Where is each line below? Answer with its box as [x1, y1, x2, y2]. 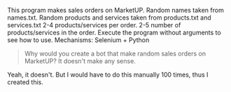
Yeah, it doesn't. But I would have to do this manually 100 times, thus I [7, 70, 209, 79]
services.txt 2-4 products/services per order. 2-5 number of [7, 21, 181, 29]
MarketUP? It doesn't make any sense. [24, 57, 136, 65]
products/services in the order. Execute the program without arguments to [7, 28, 222, 37]
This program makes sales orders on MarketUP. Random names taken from [7, 6, 224, 14]
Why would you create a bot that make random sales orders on [24, 49, 206, 58]
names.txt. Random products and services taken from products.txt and [7, 13, 211, 22]
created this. [7, 78, 43, 86]
